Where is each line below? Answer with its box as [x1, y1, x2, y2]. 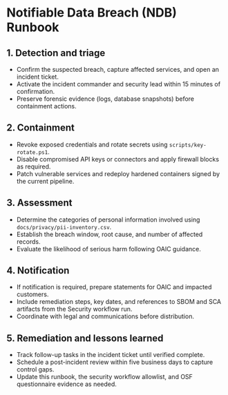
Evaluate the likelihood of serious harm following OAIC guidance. [16, 244, 201, 253]
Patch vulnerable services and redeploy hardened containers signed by [16, 169, 220, 177]
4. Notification [6, 264, 70, 277]
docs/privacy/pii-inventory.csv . [16, 222, 112, 231]
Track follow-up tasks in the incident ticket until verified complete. [16, 351, 205, 359]
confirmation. [16, 88, 55, 95]
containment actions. [16, 102, 77, 110]
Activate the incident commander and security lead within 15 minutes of [16, 80, 221, 88]
